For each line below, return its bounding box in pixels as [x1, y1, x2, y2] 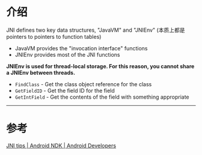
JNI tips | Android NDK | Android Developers [6, 142, 116, 149]
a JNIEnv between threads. [6, 69, 76, 76]
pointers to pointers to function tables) [6, 33, 102, 40]
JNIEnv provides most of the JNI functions [14, 51, 120, 58]
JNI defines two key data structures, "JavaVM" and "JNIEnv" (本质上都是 [6, 26, 185, 34]
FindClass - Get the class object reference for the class [14, 80, 152, 87]
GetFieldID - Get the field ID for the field [14, 87, 115, 94]
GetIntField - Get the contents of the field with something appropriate [14, 93, 189, 101]
